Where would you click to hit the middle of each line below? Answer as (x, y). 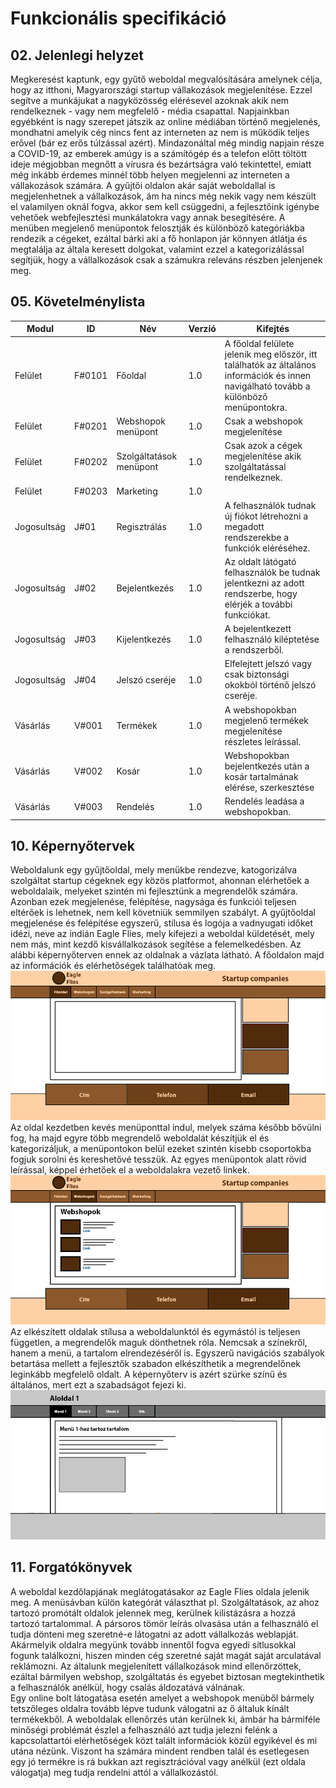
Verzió (202, 329)
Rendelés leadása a (264, 801)
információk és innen (268, 375)
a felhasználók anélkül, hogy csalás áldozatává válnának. (128, 1687)
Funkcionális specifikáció (118, 18)
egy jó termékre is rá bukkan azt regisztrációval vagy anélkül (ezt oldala (158, 1761)
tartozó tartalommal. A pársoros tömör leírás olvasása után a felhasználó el (164, 1623)
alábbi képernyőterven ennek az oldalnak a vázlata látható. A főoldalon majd (167, 955)
